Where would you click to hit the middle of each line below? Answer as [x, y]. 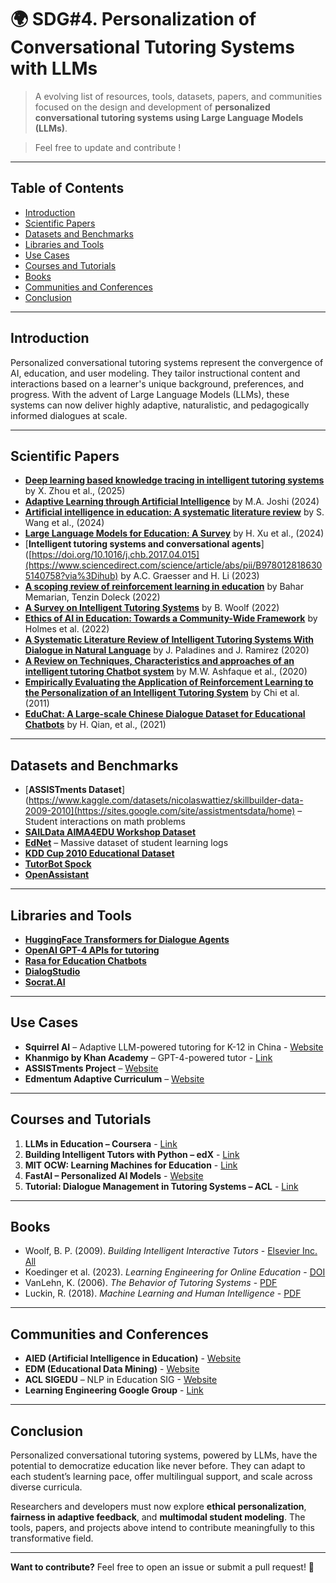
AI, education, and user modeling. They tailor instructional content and [155, 373]
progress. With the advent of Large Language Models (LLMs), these [150, 394]
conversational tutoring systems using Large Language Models [169, 117]
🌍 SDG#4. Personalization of [133, 19]
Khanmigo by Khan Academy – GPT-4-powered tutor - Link [148, 1057]
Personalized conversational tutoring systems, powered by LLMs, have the [164, 1455]
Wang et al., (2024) [64, 523]
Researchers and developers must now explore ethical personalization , [158, 1507]
